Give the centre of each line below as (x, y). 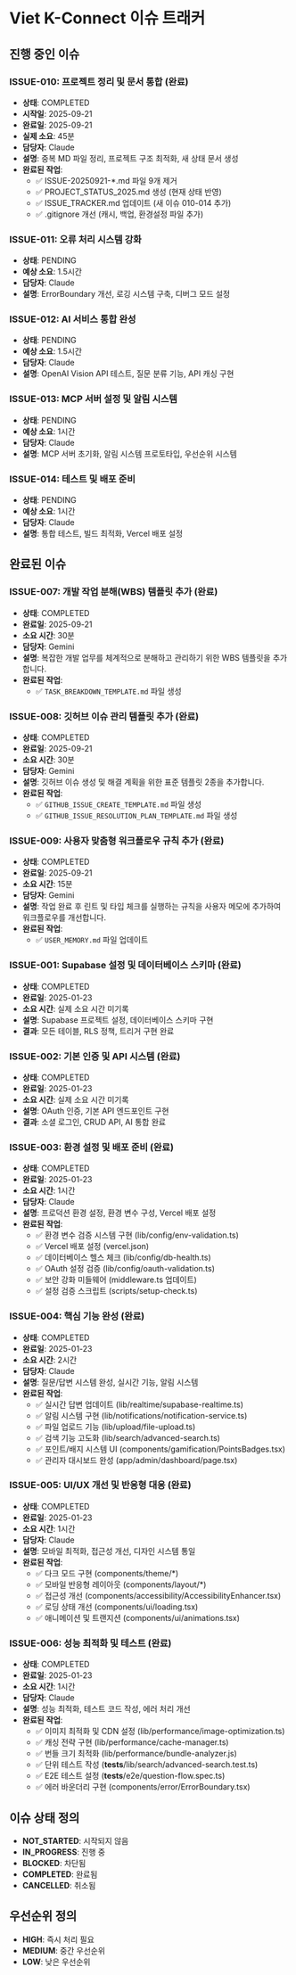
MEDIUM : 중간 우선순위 (63, 1950)
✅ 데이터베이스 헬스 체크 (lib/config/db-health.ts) (123, 1257)
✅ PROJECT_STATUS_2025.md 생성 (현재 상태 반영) (129, 192)
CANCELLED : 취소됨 (59, 1885)
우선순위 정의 (43, 1917)
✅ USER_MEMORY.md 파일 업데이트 (92, 940)
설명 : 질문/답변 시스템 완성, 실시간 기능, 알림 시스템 (110, 1382)
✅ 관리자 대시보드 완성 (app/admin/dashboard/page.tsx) (136, 1460)
